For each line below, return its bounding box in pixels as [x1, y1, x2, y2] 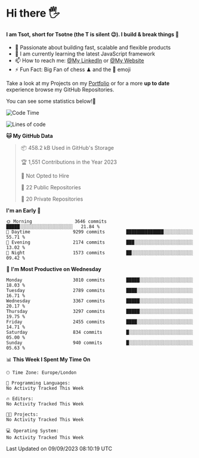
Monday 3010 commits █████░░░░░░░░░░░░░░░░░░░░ [6, 277, 194, 283]
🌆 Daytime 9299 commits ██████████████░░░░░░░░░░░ [6, 229, 194, 235]
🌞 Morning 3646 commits [6, 219, 107, 225]
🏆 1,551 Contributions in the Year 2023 [20, 158, 117, 166]
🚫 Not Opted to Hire [20, 173, 70, 180]
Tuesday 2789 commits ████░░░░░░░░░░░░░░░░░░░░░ [6, 288, 194, 294]
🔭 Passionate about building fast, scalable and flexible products [14, 44, 171, 51]
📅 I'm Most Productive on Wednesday [6, 266, 101, 273]
